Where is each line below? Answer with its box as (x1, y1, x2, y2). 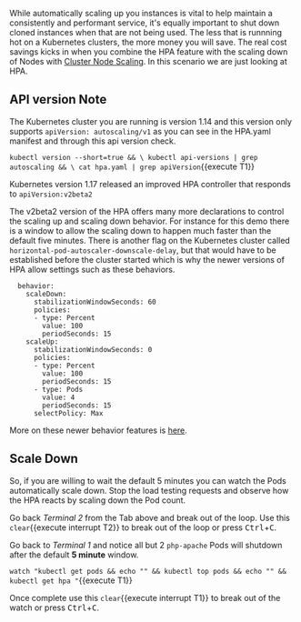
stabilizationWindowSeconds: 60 (33, 297, 156, 306)
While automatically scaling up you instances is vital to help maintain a (9, 8, 273, 18)
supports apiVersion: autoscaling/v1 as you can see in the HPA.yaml (9, 125, 271, 136)
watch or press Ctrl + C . (9, 602, 100, 613)
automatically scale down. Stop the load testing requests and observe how (9, 485, 289, 496)
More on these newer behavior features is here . (9, 425, 188, 436)
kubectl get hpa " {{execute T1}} (9, 575, 134, 586)
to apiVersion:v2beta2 (9, 188, 93, 199)
